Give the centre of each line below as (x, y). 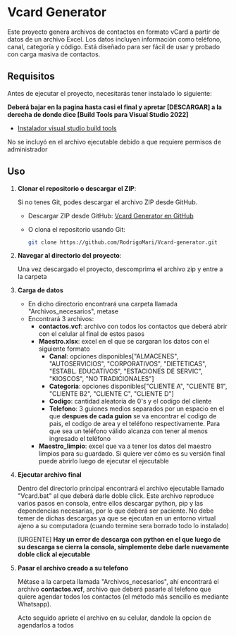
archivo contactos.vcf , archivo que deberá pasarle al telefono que (114, 590)
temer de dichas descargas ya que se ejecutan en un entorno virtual (117, 518)
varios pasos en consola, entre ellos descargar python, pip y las (110, 504)
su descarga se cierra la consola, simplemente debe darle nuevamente (123, 547)
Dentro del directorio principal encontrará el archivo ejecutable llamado (121, 488)
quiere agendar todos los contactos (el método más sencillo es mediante (123, 597)
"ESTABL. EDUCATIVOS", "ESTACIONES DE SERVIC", (126, 371)
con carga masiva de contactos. (54, 54)
